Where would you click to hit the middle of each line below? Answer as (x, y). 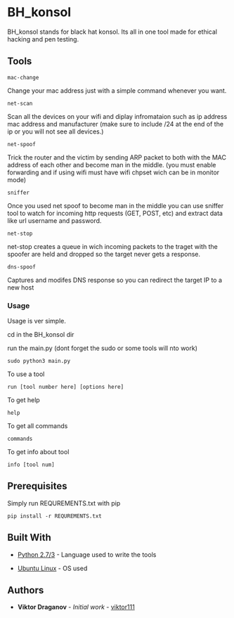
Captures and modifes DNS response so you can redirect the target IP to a (115, 280)
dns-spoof (22, 267)
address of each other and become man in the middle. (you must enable (112, 165)
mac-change (23, 77)
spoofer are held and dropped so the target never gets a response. (104, 254)
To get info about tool (38, 452)
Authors (26, 590)
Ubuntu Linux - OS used (52, 568)
